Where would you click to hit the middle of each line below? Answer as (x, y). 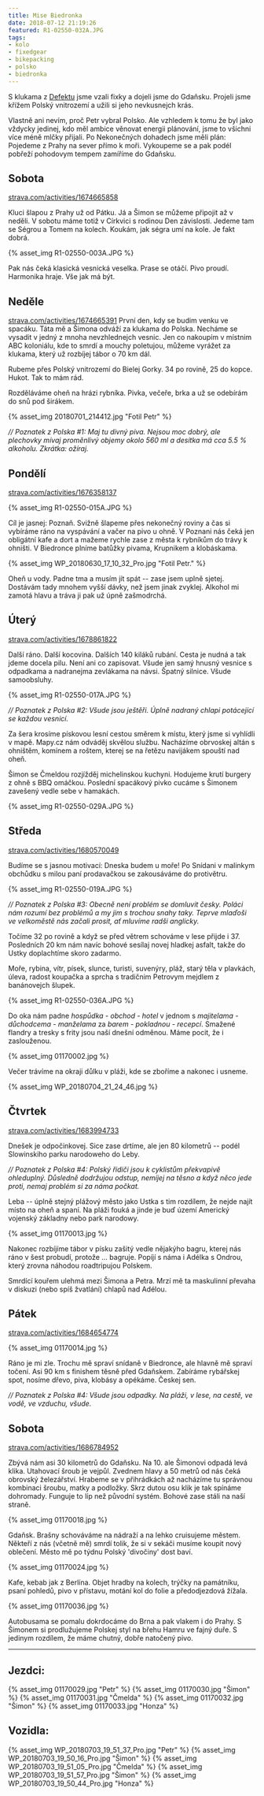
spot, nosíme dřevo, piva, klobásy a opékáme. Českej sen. (102, 1380)
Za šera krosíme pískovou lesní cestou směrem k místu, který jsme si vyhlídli (132, 733)
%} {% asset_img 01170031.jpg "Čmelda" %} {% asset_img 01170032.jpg (126, 1697)
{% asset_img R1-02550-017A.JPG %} (70, 695)
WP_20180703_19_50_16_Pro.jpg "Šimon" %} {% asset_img (103, 1758)
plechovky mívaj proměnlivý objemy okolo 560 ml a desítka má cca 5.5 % (128, 440)
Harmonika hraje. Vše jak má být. (62, 277)
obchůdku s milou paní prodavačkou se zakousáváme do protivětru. (118, 874)
